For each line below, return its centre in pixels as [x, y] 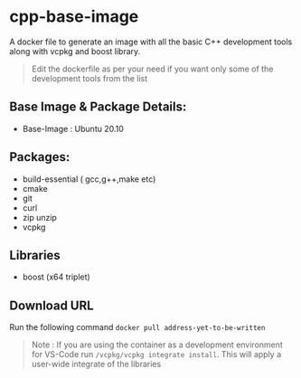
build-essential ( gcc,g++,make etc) [89, 179]
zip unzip [39, 217]
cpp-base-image [74, 17]
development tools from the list [89, 78]
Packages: [40, 157]
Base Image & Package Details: [98, 107]
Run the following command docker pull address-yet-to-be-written [137, 327]
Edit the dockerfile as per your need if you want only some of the [152, 69]
